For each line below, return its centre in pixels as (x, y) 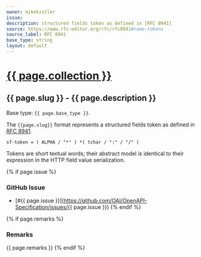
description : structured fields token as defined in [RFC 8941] (89, 23)
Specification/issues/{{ (44, 207)
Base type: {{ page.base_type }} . (48, 112)
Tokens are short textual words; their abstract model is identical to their (95, 153)
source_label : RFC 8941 (36, 35)
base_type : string (29, 40)
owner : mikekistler (31, 12)
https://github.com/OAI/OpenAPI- (105, 200)
